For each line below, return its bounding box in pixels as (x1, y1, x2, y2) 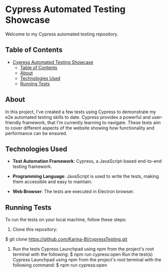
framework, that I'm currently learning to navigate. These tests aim (22, 119, 161, 125)
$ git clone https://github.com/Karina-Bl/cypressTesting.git (5, 236, 128, 242)
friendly (5, 119, 22, 125)
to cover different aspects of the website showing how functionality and (5, 125, 155, 131)
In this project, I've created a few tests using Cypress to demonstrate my (5, 109, 156, 115)
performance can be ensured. (5, 130, 68, 136)
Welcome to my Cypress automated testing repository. (5, 31, 119, 37)
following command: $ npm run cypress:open (12, 262, 107, 268)
